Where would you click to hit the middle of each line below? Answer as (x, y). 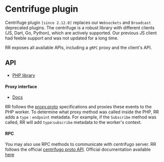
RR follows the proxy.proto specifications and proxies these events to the (79, 107)
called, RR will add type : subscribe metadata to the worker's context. (73, 122)
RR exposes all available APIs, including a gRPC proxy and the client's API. (79, 47)
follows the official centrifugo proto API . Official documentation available (78, 149)
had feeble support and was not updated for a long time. (62, 38)
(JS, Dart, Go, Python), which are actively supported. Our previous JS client (81, 33)
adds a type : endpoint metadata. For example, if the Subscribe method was (81, 117)
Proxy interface (21, 86)
